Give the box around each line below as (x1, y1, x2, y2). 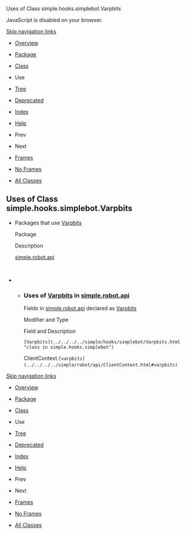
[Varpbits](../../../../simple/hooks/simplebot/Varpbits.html (23, 339, 181, 345)
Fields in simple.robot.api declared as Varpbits (23, 305, 137, 312)
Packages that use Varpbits (14, 219, 82, 226)
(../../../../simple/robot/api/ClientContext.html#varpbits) (23, 362, 178, 368)
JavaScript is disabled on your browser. (6, 17, 103, 23)
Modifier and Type (23, 316, 69, 323)
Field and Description (23, 328, 76, 335)
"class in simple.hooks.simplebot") (23, 345, 114, 350)
